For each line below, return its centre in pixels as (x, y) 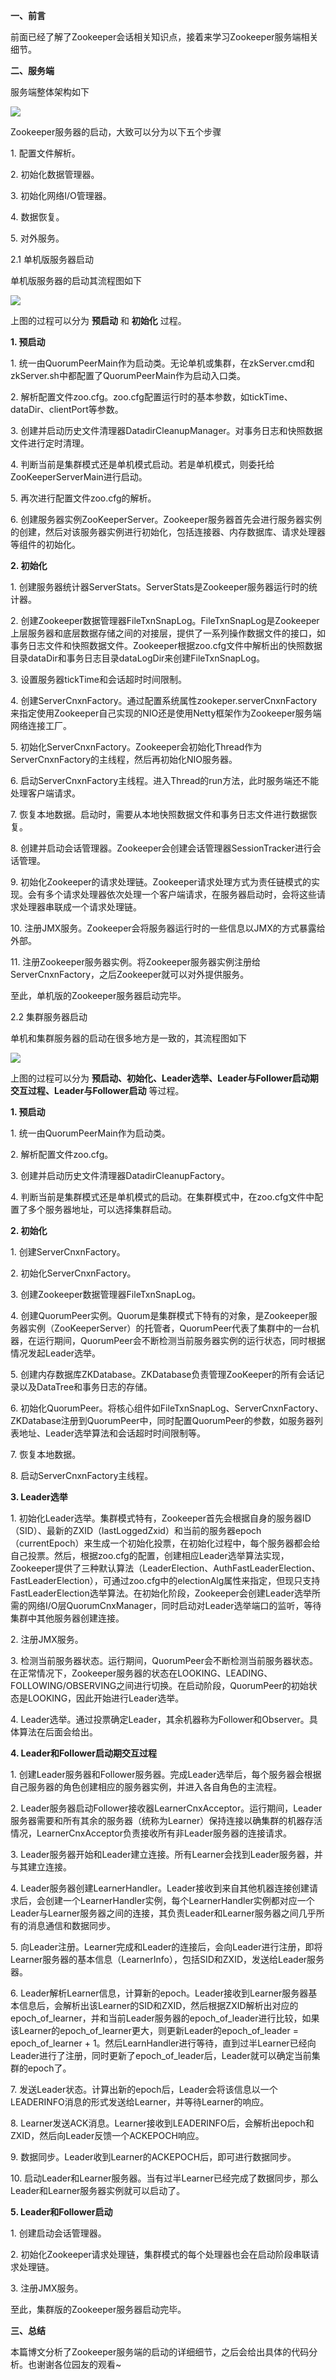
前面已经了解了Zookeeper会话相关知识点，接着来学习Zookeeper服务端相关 (164, 37)
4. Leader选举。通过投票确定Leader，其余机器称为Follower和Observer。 (160, 1719)
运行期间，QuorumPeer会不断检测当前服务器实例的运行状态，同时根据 (181, 1340)
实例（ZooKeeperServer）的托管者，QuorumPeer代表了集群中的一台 (169, 1328)
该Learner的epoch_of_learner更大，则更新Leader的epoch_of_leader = (154, 2030)
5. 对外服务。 (37, 238)
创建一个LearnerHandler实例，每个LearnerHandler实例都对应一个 (179, 1900)
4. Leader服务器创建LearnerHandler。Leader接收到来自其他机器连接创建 (160, 1888)
